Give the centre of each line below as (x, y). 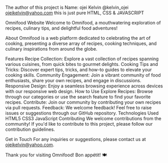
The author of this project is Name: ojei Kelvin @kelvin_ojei (67, 7)
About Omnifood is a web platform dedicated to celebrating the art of (78, 38)
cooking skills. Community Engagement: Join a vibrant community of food (83, 75)
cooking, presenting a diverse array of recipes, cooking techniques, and (81, 43)
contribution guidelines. (30, 129)
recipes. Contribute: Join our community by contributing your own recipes (83, 102)
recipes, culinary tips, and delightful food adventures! (62, 28)
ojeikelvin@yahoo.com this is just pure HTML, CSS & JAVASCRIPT (75, 13)
